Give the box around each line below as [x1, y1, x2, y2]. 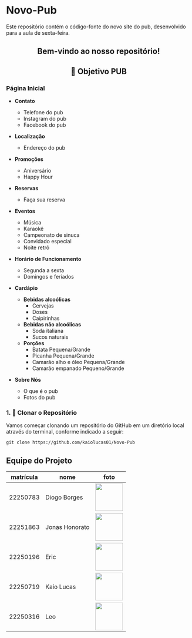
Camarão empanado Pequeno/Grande [32, 365, 124, 372]
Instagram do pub [23, 115, 66, 123]
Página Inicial [6, 84, 45, 92]
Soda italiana [32, 328, 63, 335]
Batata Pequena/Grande [32, 346, 91, 353]
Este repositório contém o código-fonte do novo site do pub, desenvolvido [6, 23, 186, 30]
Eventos [14, 207, 35, 215]
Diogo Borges [45, 493, 83, 501]
